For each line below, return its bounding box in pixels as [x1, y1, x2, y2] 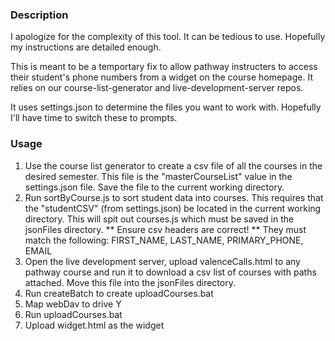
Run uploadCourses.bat [24, 308, 123, 320]
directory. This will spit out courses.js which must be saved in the [24, 213, 295, 225]
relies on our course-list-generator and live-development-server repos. [10, 82, 304, 94]
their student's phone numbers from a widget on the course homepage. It [10, 71, 313, 83]
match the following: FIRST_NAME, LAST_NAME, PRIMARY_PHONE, [24, 234, 304, 246]
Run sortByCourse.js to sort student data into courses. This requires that [24, 191, 324, 203]
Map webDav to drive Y [24, 298, 122, 310]
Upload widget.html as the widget [24, 319, 165, 331]
